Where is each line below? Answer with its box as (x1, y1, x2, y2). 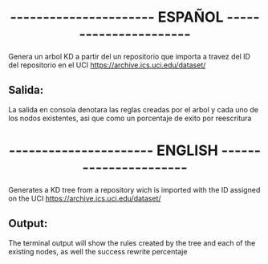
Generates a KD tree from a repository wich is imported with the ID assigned (8, 185, 261, 194)
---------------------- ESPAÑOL (10, 8, 224, 26)
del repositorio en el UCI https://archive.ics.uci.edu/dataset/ (8, 60, 206, 70)
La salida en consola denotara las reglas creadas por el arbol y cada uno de (8, 104, 259, 114)
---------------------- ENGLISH (8, 141, 218, 160)
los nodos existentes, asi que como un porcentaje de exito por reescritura (8, 113, 252, 123)
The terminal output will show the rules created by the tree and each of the (8, 238, 256, 248)
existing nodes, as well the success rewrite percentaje (8, 246, 188, 256)
